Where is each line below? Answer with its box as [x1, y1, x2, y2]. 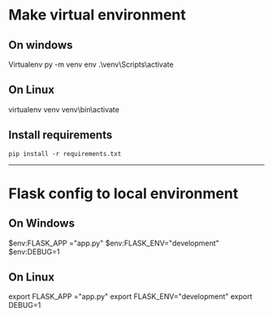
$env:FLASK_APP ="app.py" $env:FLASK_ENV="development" [8, 238, 219, 248]
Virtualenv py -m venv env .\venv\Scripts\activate [8, 59, 174, 69]
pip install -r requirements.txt [8, 149, 122, 158]
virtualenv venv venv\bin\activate [8, 104, 119, 115]
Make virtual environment [8, 6, 187, 24]
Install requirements [8, 128, 113, 142]
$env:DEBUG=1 [8, 246, 60, 257]
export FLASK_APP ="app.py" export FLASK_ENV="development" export [8, 292, 253, 301]
